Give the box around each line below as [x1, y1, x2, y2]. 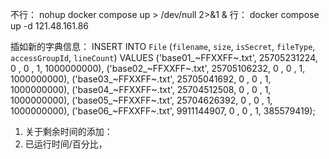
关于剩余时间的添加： [24, 126, 113, 137]
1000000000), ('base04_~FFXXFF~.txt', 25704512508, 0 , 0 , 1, [10, 84, 272, 95]
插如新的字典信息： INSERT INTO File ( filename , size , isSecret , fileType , [10, 41, 316, 52]
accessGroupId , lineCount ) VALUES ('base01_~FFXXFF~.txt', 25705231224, [10, 52, 318, 63]
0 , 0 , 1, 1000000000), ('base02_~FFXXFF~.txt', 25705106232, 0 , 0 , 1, [10, 63, 306, 74]
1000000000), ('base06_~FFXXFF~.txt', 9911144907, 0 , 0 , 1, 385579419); [10, 105, 316, 117]
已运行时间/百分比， [24, 138, 108, 150]
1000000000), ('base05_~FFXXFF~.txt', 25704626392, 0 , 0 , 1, [10, 94, 273, 106]
